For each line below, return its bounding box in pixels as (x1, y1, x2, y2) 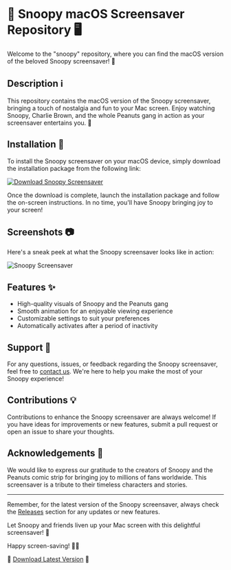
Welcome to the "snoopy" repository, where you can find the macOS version (7, 50, 224, 58)
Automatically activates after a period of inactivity (16, 322, 158, 330)
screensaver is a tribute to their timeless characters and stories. (7, 480, 188, 489)
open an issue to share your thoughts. (7, 427, 115, 436)
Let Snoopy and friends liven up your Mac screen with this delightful (7, 520, 201, 529)
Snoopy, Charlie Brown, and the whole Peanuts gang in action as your (7, 111, 205, 119)
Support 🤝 (7, 341, 52, 354)
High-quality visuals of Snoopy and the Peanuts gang (16, 300, 168, 308)
